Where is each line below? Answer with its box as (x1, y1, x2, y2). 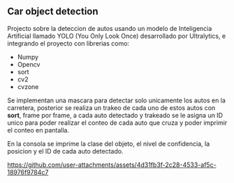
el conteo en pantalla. (7, 126, 70, 134)
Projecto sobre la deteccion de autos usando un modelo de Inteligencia (7, 24, 212, 32)
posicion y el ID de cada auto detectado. (7, 147, 124, 155)
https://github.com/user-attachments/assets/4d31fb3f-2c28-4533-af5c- (7, 161, 217, 169)
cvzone (17, 82, 39, 90)
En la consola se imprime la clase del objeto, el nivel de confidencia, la (7, 140, 210, 148)
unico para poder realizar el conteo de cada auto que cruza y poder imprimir (7, 118, 228, 127)
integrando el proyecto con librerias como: (7, 39, 130, 48)
